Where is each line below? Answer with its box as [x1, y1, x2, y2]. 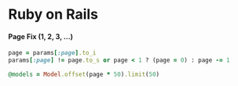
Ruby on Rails [8, 5, 99, 23]
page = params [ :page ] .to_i [8, 49, 97, 57]
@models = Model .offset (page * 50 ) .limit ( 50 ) [8, 70, 159, 79]
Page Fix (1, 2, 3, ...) [8, 31, 73, 41]
